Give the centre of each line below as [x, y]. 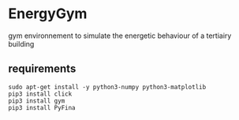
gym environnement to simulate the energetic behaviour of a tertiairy [120, 36]
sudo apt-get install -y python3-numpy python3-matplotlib [107, 87]
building [21, 43]
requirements [42, 69]
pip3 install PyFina [42, 107]
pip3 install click [40, 94]
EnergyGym [48, 14]
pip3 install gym [37, 101]
